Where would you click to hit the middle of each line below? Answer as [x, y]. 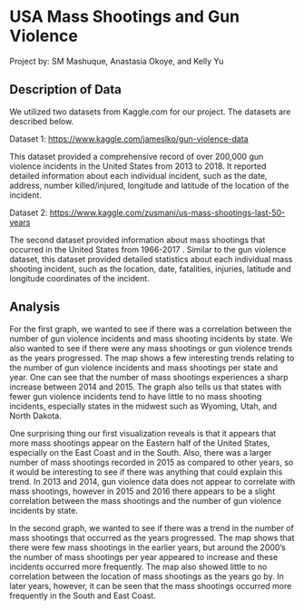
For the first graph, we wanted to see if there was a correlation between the [151, 329]
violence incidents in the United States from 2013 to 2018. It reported [138, 166]
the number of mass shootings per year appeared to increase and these [144, 556]
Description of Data [66, 89]
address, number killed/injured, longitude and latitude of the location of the [149, 185]
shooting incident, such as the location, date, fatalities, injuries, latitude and [150, 269]
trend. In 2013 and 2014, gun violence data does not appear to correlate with [152, 481]
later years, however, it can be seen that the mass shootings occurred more [151, 585]
